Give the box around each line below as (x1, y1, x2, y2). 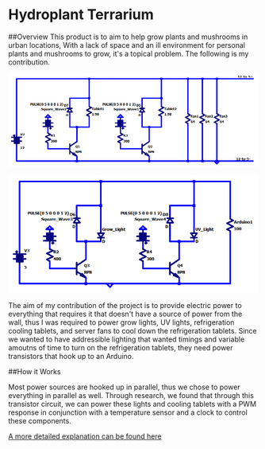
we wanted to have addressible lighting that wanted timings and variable (8, 334, 245, 344)
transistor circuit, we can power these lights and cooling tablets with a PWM (8, 400, 256, 409)
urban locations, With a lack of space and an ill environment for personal (8, 40, 246, 49)
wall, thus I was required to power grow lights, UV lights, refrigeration (8, 318, 235, 327)
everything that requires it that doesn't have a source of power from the (8, 309, 243, 319)
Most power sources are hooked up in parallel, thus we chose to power (8, 382, 240, 392)
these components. (8, 416, 71, 426)
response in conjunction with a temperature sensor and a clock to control (8, 408, 248, 417)
